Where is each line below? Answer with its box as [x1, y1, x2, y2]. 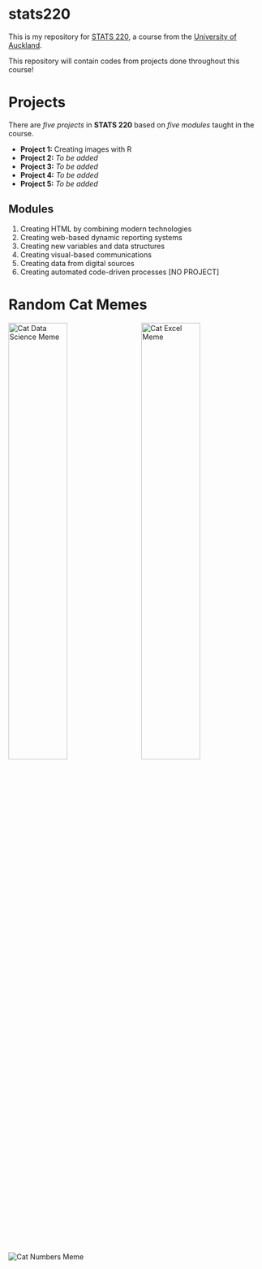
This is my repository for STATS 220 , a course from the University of [8, 32, 237, 41]
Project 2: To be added [19, 153, 99, 162]
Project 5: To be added [19, 179, 99, 188]
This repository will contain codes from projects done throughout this [8, 56, 240, 66]
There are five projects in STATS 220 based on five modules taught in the [8, 119, 255, 130]
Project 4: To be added [19, 170, 99, 179]
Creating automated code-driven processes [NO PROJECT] [19, 267, 220, 277]
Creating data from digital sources [19, 258, 135, 268]
